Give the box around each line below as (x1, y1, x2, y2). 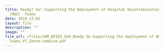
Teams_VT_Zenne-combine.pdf (9, 39, 67, 44)
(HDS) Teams (9, 12, 36, 17)
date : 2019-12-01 (5, 16, 41, 21)
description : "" (5, 25, 38, 30)
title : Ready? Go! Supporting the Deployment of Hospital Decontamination (5, 7, 161, 12)
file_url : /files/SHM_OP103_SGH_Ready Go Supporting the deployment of (5, 34, 154, 39)
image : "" (5, 30, 25, 34)
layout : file (5, 20, 32, 26)
